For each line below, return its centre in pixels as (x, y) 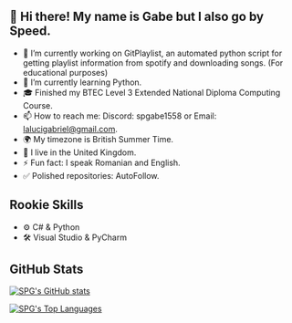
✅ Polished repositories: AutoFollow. (91, 175)
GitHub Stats (47, 270)
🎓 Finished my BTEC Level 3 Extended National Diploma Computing (151, 92)
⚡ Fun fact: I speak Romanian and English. (101, 162)
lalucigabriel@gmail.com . (70, 129)
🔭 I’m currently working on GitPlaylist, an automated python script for (152, 53)
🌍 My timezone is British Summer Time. (98, 139)
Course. (37, 105)
